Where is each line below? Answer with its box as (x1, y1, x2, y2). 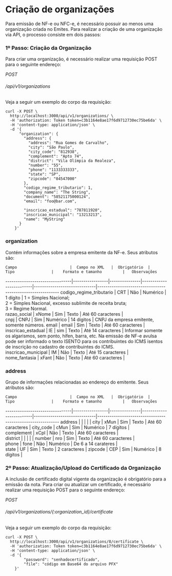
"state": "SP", (28, 172, 61, 177)
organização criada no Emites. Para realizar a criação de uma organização (5, 26, 163, 32)
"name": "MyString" (24, 217, 66, 222)
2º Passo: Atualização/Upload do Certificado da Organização (5, 464, 161, 471)
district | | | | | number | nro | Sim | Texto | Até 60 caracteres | (5, 435, 135, 441)
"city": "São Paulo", (28, 145, 74, 150)
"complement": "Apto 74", (28, 154, 84, 159)
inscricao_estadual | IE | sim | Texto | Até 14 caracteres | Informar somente (5, 327, 163, 333)
